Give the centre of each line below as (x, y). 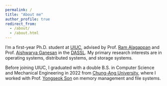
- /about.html (24, 33)
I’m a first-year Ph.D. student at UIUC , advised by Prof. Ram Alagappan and (82, 47)
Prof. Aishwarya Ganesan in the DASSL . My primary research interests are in (83, 52)
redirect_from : (21, 24)
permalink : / (19, 10)
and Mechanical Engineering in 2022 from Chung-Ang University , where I (81, 73)
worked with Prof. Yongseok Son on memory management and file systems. (83, 78)
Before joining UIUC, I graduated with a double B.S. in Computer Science (80, 67)
